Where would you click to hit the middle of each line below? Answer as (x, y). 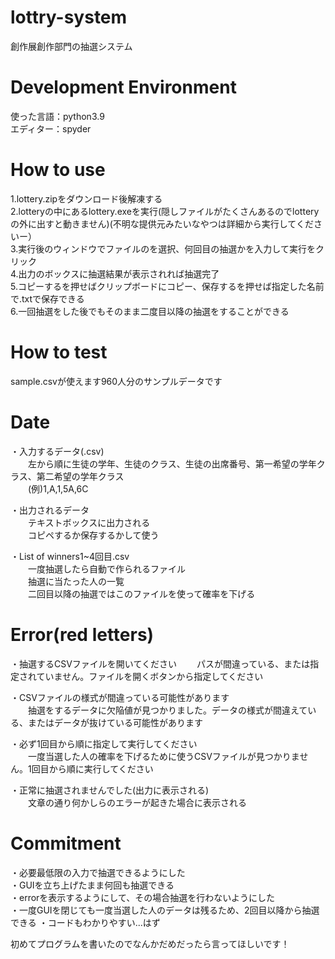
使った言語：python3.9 (57, 116)
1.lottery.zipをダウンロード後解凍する (86, 198)
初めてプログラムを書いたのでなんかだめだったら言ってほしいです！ (150, 943)
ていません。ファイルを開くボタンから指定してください (150, 676)
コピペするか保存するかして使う (93, 535)
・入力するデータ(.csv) (57, 451)
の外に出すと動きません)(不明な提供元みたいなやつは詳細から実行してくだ (162, 223)
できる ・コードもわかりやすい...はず (85, 922)
